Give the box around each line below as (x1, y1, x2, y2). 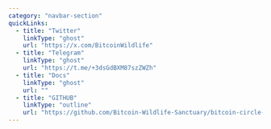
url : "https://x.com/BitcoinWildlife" (23, 42, 153, 50)
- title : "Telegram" (15, 49, 85, 57)
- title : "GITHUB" (15, 94, 78, 102)
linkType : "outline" (23, 101, 92, 109)
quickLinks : (8, 19, 48, 27)
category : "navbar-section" (8, 11, 103, 20)
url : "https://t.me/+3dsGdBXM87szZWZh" (23, 64, 157, 72)
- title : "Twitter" (15, 26, 81, 34)
